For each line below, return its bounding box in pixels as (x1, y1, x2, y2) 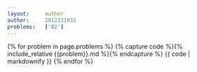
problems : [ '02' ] (7, 23, 64, 30)
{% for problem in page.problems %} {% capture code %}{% (7, 43, 183, 51)
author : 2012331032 (7, 17, 77, 24)
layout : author (7, 10, 64, 17)
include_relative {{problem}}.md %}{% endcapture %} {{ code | (7, 50, 191, 58)
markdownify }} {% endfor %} (7, 57, 94, 66)
